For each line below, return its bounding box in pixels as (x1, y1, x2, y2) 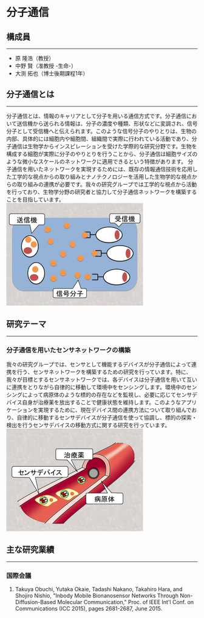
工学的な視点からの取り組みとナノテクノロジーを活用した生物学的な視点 (11, 173, 192, 180)
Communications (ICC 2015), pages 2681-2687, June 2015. (15, 605, 163, 613)
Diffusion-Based (15, 599, 56, 606)
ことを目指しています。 (6, 196, 65, 203)
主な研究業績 (6, 544, 55, 555)
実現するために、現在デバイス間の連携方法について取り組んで (38, 406, 192, 413)
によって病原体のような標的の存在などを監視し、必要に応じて (22, 391, 176, 398)
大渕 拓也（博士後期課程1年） (15, 70, 89, 77)
